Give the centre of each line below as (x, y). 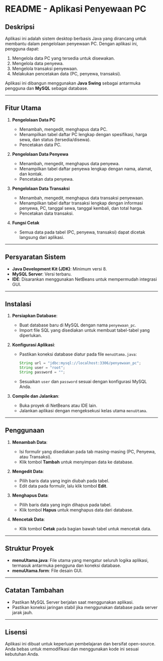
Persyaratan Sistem (35, 257)
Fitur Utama (23, 108)
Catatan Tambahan (34, 590)
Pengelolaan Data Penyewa (40, 154)
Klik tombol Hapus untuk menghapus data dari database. (76, 510)
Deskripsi (20, 27)
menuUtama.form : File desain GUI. (47, 570)
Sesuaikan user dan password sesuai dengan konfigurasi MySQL (83, 382)
